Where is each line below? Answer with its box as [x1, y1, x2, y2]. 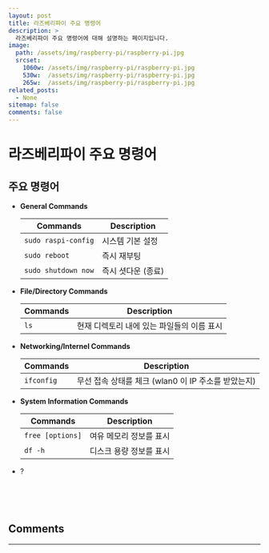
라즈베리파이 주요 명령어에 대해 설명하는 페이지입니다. [15, 34, 169, 42]
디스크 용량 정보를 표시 [89, 446, 171, 456]
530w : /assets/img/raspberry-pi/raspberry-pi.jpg [22, 71, 195, 79]
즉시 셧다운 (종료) [101, 266, 165, 276]
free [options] [23, 431, 82, 440]
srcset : [15, 57, 42, 65]
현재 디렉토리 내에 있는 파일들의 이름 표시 [76, 321, 223, 331]
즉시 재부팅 [101, 250, 142, 261]
